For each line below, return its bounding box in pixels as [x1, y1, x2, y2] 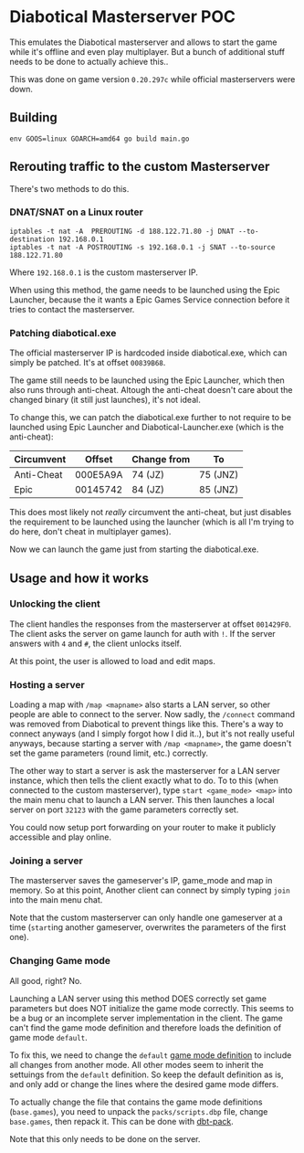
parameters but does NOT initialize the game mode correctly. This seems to [9, 1002, 294, 1013]
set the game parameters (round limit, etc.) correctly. [9, 747, 208, 759]
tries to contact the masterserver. [9, 303, 135, 314]
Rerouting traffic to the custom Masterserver [9, 159, 270, 175]
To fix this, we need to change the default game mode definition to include [9, 1049, 292, 1061]
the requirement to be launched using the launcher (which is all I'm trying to [9, 516, 295, 527]
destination [9, 235, 55, 244]
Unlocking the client [9, 598, 100, 610]
